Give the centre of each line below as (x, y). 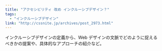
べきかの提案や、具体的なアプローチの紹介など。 (55, 44)
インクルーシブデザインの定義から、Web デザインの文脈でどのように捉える (81, 37)
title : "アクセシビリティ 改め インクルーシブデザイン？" (57, 9)
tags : (11, 14)
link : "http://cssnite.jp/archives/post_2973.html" (59, 23)
